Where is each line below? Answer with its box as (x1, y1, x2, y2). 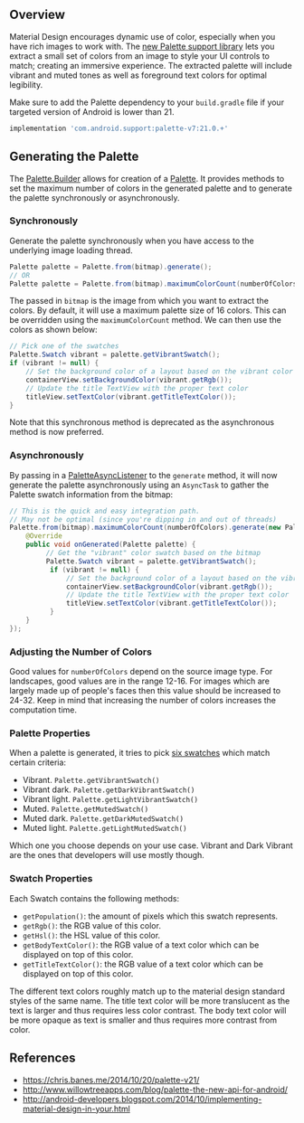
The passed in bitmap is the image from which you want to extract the (9, 296, 270, 307)
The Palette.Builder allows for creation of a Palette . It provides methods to (9, 173, 285, 184)
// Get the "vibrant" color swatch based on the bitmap (45, 549, 261, 558)
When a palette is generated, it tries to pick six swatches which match (9, 748, 271, 759)
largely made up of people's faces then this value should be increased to (9, 685, 281, 696)
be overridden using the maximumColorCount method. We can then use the (9, 315, 282, 326)
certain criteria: (9, 757, 66, 768)
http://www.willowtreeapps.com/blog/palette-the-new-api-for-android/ (22, 1084, 288, 1095)
